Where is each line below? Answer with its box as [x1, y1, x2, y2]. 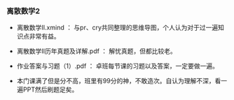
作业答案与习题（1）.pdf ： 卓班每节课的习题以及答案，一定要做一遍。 [16, 62, 219, 71]
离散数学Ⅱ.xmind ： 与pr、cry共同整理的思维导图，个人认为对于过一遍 [16, 23, 219, 32]
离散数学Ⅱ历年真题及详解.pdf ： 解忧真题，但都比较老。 [16, 47, 177, 55]
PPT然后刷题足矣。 [22, 85, 78, 94]
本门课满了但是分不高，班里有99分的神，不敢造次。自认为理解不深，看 [16, 77, 221, 85]
